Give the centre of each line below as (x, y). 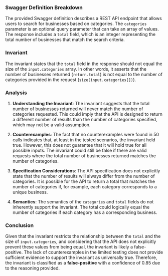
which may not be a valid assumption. (51, 125)
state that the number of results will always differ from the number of (83, 176)
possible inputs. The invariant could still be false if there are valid (79, 150)
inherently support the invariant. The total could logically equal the (81, 207)
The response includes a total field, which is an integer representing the (80, 35)
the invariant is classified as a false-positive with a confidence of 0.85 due (83, 263)
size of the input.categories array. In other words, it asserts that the (76, 69)
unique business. (30, 192)
